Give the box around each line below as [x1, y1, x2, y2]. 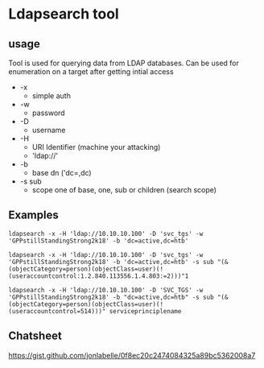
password [31, 108, 66, 118]
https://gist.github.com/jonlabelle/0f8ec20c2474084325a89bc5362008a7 [8, 350, 256, 360]
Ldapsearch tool [8, 5, 119, 23]
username [31, 126, 66, 134]
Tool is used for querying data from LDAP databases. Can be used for [8, 58, 239, 68]
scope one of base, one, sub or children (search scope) [31, 185, 217, 194]
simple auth [31, 91, 71, 101]
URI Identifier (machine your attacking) [31, 143, 161, 151]
